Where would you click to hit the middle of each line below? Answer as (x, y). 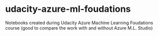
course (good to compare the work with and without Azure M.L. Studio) (79, 28)
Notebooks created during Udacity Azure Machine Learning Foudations (79, 23)
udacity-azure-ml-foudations (68, 9)
